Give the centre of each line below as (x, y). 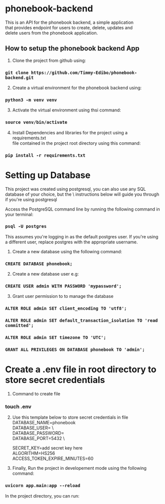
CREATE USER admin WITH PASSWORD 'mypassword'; (63, 286)
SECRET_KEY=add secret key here (47, 448)
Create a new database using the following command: (67, 251)
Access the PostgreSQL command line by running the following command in (82, 209)
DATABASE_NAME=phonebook (44, 423)
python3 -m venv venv (31, 100)
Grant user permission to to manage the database (63, 296)
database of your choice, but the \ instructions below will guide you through (82, 194)
